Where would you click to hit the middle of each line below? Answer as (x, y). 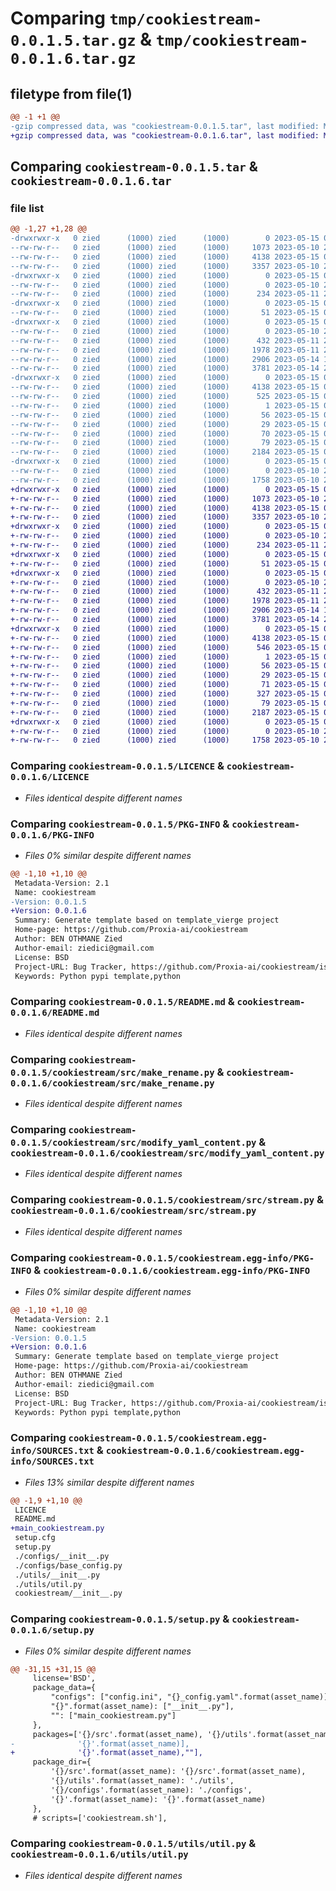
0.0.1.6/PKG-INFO (52, 835)
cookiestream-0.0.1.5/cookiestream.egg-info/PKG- (191, 1258)
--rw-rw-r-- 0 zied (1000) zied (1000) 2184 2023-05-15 (165, 452)
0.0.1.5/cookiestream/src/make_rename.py (112, 1072)
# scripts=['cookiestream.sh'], (100, 1818)
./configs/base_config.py (68, 1565)
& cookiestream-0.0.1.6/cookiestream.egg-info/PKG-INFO (172, 1270)
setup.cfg (35, 1538)
